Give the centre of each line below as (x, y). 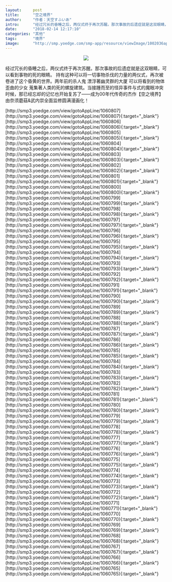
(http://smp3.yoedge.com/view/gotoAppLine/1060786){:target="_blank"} (82, 345)
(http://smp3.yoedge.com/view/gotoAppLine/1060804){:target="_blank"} (82, 149)
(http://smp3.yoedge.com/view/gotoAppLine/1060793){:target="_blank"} (82, 268)
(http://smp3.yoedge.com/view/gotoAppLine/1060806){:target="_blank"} (82, 127)
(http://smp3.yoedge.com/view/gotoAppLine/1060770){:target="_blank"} (82, 519)
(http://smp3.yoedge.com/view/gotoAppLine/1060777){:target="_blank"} (82, 443)
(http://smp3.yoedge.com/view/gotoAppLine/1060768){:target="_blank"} (82, 541)
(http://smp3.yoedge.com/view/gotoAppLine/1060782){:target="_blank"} (82, 388)
